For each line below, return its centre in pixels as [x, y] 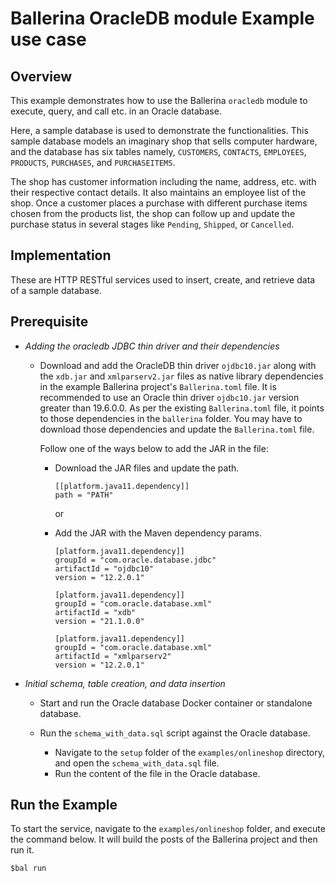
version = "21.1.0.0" [99, 621]
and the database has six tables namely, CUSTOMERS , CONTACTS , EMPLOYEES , [158, 151]
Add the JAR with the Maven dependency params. [158, 533]
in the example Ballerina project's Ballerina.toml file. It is [158, 386]
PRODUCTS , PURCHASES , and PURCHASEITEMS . [93, 162]
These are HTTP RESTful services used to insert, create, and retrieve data [163, 279]
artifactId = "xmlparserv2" [113, 656]
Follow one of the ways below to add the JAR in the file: [154, 448]
